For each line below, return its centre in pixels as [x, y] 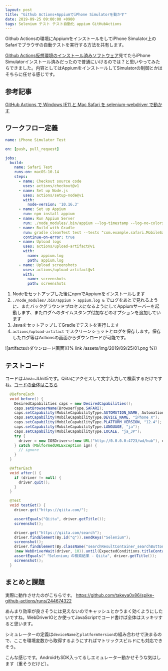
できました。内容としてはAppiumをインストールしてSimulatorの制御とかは [86, 68]
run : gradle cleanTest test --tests [61, 232]
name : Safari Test [33, 167]
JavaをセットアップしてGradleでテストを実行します [66, 325]
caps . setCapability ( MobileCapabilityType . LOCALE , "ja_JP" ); [78, 431]
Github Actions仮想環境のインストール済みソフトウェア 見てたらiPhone [78, 56]
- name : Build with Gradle [46, 228]
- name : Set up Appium [42, 209]
